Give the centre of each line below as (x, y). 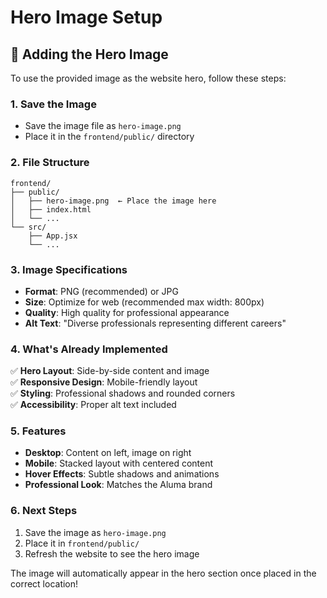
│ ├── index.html (51, 209)
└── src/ (28, 227)
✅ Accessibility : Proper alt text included (93, 405)
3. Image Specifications (69, 269)
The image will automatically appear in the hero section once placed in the (163, 573)
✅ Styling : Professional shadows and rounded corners (123, 393)
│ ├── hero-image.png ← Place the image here (113, 201)
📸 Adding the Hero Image (89, 54)
